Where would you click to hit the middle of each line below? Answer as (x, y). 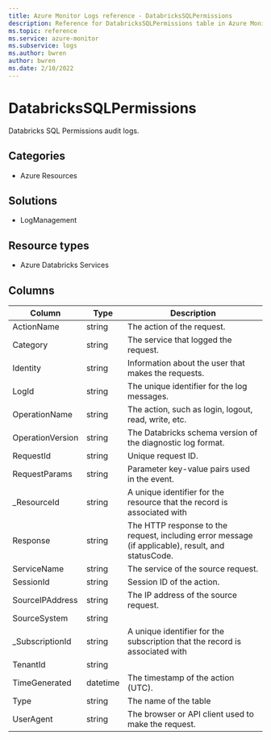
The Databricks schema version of (193, 433)
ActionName (36, 326)
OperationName (42, 414)
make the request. (162, 724)
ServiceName (38, 568)
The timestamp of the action (181, 677)
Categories (37, 156)
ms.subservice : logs (43, 46)
